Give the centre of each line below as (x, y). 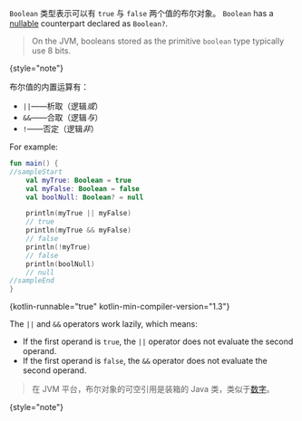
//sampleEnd (32, 281)
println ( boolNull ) (60, 264)
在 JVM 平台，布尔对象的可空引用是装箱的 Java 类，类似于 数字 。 (153, 389)
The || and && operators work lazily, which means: (103, 324)
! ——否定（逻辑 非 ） (60, 129)
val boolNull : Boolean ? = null (85, 197)
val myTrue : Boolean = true (78, 180)
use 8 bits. (51, 51)
